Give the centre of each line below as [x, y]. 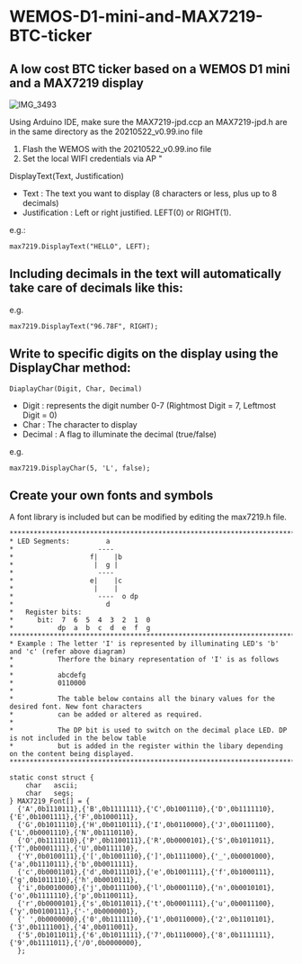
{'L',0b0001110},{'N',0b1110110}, [74, 833]
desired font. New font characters [76, 707]
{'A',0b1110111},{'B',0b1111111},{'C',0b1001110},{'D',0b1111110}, [147, 809]
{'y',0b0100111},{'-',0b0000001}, [74, 912]
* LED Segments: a [60, 542]
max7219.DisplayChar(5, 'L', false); [80, 468]
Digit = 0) [40, 415]
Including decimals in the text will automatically [145, 274]
